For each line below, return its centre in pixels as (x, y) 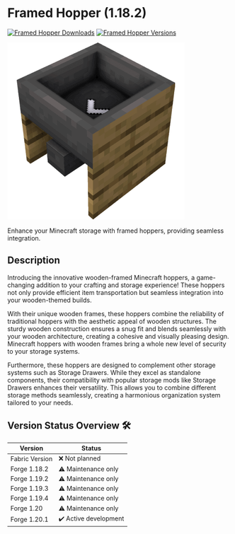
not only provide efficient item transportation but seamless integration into (116, 292)
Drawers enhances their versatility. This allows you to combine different (112, 388)
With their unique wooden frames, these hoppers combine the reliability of (116, 313)
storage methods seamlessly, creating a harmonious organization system (114, 395)
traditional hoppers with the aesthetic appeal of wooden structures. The (112, 321)
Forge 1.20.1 (29, 520)
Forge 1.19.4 (29, 498)
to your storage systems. (44, 351)
